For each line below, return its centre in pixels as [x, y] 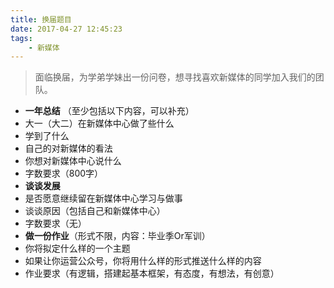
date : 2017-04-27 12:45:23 [66, 29]
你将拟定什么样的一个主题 [77, 248]
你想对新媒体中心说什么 [73, 161]
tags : [21, 38]
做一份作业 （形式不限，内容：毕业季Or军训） [117, 236]
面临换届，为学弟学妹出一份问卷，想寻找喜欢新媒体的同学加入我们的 [175, 77]
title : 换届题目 [41, 19]
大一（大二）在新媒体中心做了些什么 [99, 123]
